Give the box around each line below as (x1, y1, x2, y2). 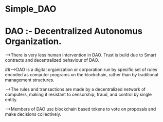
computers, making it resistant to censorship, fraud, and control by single (5, 91, 152, 98)
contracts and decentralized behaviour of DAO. (5, 57, 99, 63)
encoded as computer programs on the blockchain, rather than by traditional (5, 72, 158, 78)
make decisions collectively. (5, 111, 62, 117)
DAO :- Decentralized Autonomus (5, 26, 143, 37)
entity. (5, 97, 18, 103)
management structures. (5, 77, 54, 83)
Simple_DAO (5, 3, 57, 15)
